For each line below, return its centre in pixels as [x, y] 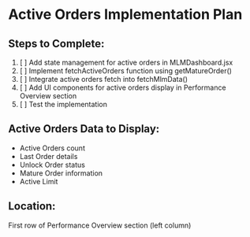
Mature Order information [61, 173]
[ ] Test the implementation [63, 104]
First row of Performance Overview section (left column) [100, 225]
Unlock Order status [52, 165]
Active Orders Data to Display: [84, 129]
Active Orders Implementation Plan [125, 15]
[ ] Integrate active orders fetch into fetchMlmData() [103, 79]
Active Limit [39, 181]
